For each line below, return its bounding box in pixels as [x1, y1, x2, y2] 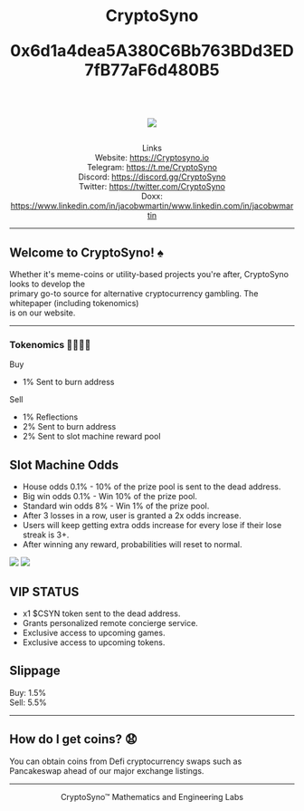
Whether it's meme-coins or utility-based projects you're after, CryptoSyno [9, 269, 290, 279]
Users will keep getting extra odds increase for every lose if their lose [22, 520, 282, 531]
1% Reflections [22, 411, 79, 422]
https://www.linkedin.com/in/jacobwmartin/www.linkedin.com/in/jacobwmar [10, 200, 294, 211]
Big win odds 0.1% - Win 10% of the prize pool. [22, 491, 197, 502]
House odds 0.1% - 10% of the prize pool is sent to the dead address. [22, 481, 281, 492]
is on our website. [9, 307, 76, 318]
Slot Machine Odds [9, 457, 119, 472]
